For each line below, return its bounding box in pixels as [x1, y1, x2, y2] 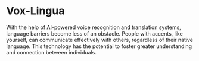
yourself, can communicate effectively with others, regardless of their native [6, 36, 194, 43]
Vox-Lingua [6, 4, 65, 18]
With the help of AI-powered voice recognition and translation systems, [6, 24, 182, 31]
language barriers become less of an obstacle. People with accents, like [6, 30, 183, 37]
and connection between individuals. [6, 49, 97, 56]
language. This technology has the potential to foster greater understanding [6, 43, 192, 50]
